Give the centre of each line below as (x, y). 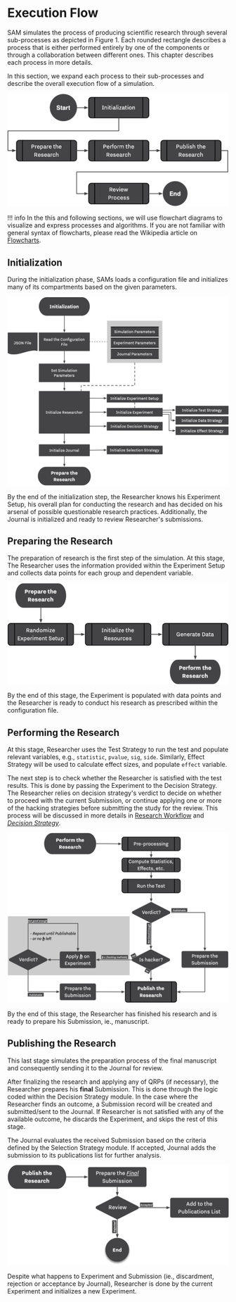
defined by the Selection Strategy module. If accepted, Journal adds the (112, 1147)
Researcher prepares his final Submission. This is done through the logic (113, 1089)
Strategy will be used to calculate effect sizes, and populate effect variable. (117, 765)
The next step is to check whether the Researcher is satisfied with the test (115, 778)
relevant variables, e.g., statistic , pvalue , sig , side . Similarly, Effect (106, 757)
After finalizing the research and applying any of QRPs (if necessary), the (113, 1082)
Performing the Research (64, 733)
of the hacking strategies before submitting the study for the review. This (113, 808)
